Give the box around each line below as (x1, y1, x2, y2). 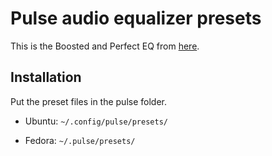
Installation (10, 69, 82, 86)
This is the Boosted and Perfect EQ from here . (10, 40, 200, 52)
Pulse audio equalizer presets (10, 7, 262, 30)
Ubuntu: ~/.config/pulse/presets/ (24, 115, 168, 127)
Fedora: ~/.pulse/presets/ (24, 134, 136, 146)
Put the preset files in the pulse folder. (10, 95, 167, 107)
